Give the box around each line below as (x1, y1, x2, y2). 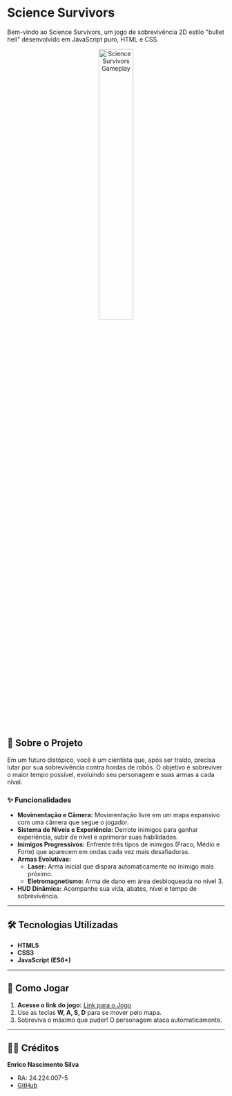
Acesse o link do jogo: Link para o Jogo (17, 1000, 132, 1009)
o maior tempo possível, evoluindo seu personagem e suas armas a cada (7, 770, 215, 778)
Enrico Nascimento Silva (7, 1061, 79, 1069)
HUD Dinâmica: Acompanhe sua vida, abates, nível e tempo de (17, 885, 197, 893)
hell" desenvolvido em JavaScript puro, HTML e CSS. (7, 35, 159, 43)
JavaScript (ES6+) (17, 955, 71, 964)
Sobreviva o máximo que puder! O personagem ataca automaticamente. (17, 1016, 222, 1024)
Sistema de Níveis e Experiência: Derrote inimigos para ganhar (17, 826, 198, 834)
